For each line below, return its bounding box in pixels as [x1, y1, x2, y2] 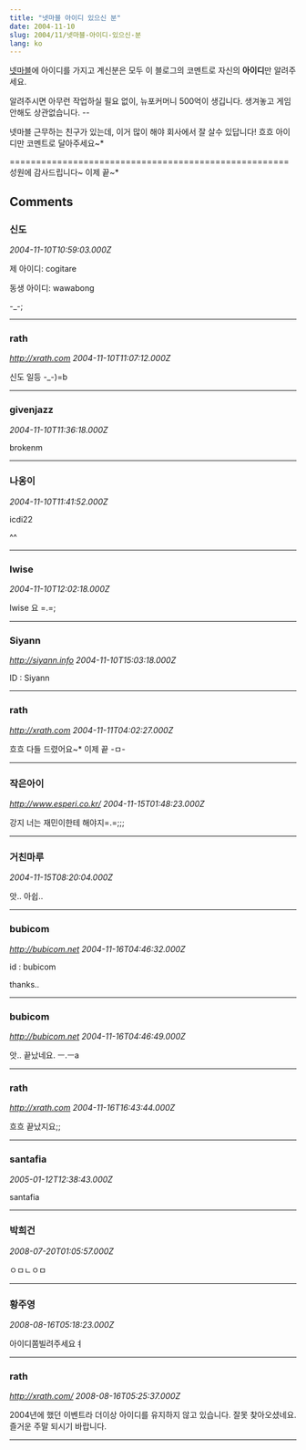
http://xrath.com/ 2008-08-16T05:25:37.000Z [9, 1391, 180, 1402]
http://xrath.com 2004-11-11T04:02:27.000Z [9, 724, 174, 735]
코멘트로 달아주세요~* [25, 138, 105, 149]
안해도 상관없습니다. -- [9, 107, 90, 119]
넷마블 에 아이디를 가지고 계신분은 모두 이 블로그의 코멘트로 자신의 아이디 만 [9, 65, 272, 76]
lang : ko [9, 38, 43, 48]
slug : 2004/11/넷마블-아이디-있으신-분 [9, 30, 142, 39]
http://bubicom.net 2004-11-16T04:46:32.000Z [9, 943, 186, 954]
